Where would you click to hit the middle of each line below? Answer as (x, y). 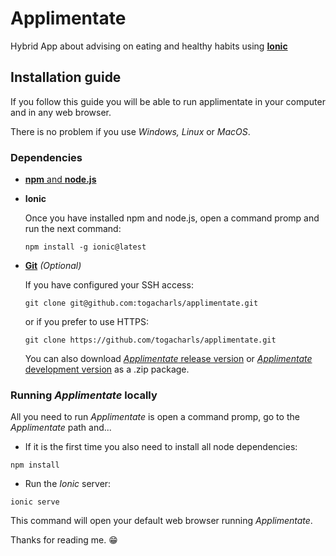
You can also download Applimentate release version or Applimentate (168, 359)
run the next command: (73, 229)
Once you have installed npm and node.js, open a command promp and (172, 218)
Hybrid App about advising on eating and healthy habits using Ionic (149, 46)
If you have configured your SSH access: (109, 285)
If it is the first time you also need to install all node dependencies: (161, 447)
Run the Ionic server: (68, 484)
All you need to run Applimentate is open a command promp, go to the (155, 417)
